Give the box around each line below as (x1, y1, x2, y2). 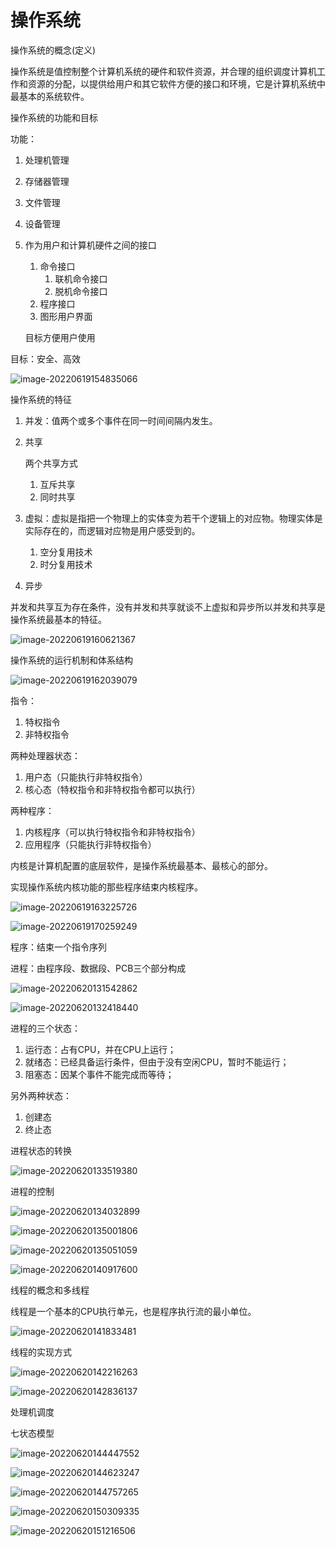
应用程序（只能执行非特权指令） (24, 838, 157, 850)
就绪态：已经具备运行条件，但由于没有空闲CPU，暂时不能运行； (24, 1056, 290, 1068)
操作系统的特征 (10, 393, 72, 405)
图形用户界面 (39, 310, 93, 322)
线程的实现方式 (10, 1346, 72, 1358)
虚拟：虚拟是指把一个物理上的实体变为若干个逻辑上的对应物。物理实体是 (24, 512, 323, 524)
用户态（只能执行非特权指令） (24, 771, 148, 783)
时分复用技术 (39, 558, 93, 570)
